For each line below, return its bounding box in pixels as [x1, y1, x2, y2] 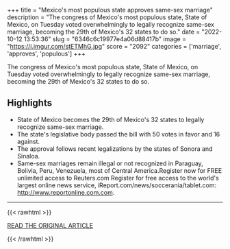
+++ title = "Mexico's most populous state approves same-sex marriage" [7, 6, 214, 14]
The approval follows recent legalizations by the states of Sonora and [16, 144, 213, 153]
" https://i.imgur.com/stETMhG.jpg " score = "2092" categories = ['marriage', [7, 43, 221, 50]
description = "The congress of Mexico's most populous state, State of [7, 13, 207, 21]
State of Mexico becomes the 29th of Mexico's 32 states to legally [16, 115, 205, 123]
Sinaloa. [16, 152, 40, 160]
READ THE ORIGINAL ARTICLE [7, 221, 94, 229]
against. [16, 137, 40, 145]
